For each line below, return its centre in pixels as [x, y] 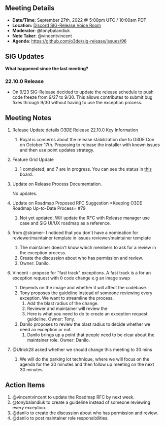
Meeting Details [30, 8]
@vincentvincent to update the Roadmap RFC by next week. [73, 397]
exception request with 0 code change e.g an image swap [71, 278]
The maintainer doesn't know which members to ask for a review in [88, 247]
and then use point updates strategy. [57, 150]
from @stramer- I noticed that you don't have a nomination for [75, 232]
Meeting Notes [28, 118]
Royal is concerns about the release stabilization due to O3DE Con [87, 139]
